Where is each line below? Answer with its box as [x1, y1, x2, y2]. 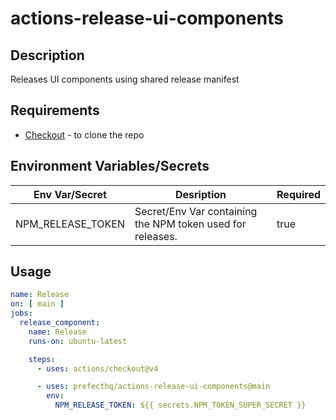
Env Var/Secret [33, 187, 107, 201]
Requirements [10, 102, 100, 119]
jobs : [10, 308, 33, 319]
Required [276, 187, 321, 201]
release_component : [19, 318, 101, 328]
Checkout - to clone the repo [24, 128, 145, 141]
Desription [174, 187, 227, 201]
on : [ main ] [10, 299, 65, 309]
